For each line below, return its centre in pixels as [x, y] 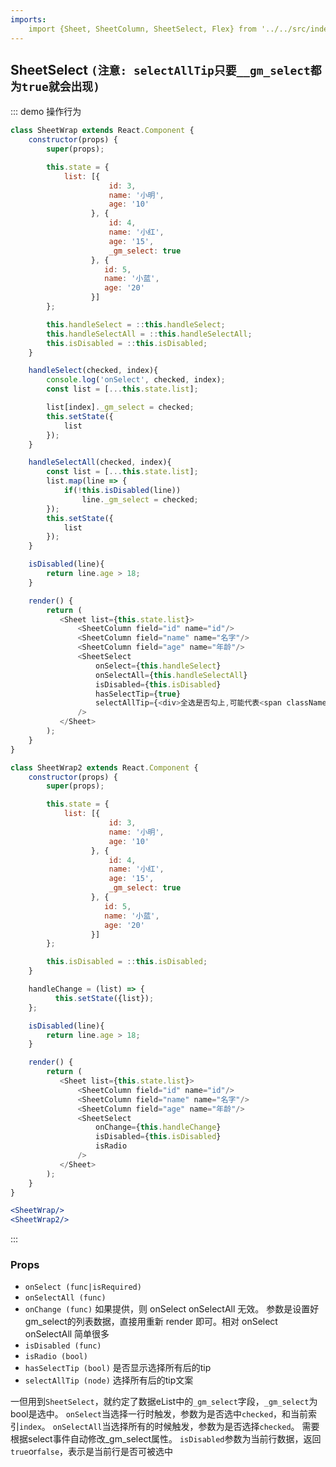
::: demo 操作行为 [46, 112]
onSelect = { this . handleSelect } [158, 666]
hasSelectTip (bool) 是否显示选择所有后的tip [118, 1368]
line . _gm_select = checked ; [140, 499]
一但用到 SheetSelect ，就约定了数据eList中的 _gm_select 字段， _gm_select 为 [164, 1402]
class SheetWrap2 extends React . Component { [104, 767]
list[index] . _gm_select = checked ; [120, 407]
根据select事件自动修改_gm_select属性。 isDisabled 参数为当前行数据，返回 [166, 1439]
